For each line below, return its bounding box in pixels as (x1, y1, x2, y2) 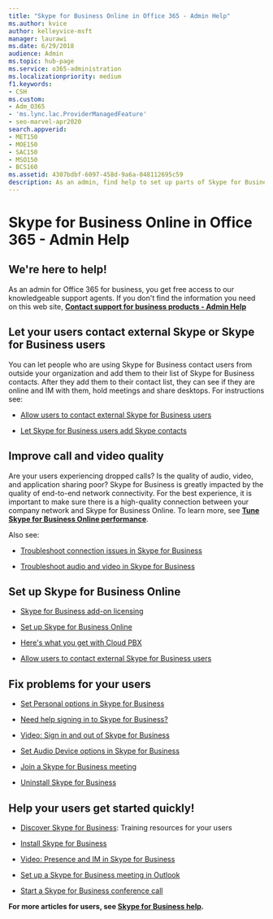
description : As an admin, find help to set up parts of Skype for (8, 178, 242, 187)
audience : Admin (8, 50, 63, 58)
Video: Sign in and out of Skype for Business (19, 730, 171, 740)
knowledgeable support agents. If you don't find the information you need (8, 293, 256, 303)
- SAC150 (8, 148, 38, 156)
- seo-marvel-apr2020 (8, 118, 82, 126)
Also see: (8, 529, 40, 539)
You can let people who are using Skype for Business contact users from (8, 359, 253, 369)
